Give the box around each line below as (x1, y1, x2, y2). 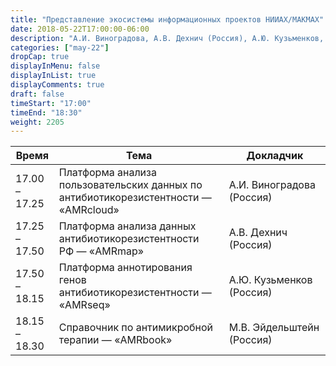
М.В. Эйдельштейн (228, 321, 320, 335)
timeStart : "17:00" (10, 98, 92, 108)
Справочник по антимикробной (58, 321, 214, 335)
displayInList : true (10, 71, 97, 81)
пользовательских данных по (58, 178, 203, 192)
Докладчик (246, 149, 304, 163)
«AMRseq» (58, 298, 111, 312)
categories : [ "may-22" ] (10, 42, 110, 53)
